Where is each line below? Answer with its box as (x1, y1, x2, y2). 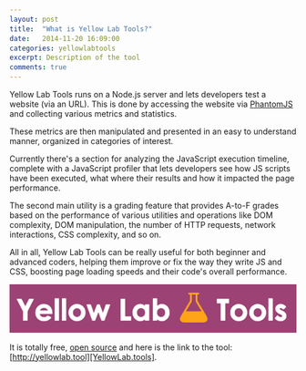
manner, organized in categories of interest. (9, 136, 174, 146)
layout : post (9, 15, 59, 24)
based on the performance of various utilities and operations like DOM (9, 210, 273, 221)
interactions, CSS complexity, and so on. (9, 229, 162, 240)
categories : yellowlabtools (9, 44, 117, 53)
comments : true (9, 63, 67, 72)
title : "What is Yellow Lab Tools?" (9, 24, 153, 34)
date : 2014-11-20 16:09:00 (9, 34, 120, 43)
